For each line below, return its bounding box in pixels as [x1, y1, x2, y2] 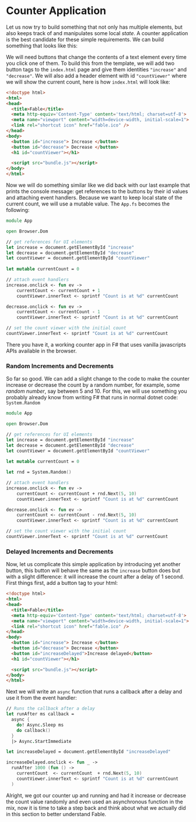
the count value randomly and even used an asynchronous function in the [6, 798, 183, 805]
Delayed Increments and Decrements [6, 547, 114, 556]
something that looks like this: [6, 42, 78, 49]
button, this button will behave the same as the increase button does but [6, 567, 180, 574]
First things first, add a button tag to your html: [6, 580, 118, 587]
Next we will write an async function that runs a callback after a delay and [6, 688, 183, 695]
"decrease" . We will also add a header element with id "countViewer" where [6, 72, 187, 79]
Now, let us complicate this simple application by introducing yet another [6, 561, 181, 568]
